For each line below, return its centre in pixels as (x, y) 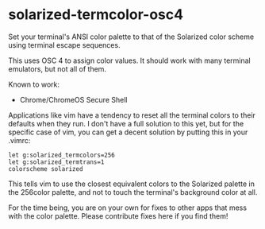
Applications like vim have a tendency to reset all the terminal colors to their (132, 115)
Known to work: (34, 84)
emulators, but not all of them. (58, 68)
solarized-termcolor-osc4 (96, 15)
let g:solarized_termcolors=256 (61, 155)
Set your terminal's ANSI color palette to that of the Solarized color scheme (131, 37)
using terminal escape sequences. (64, 45)
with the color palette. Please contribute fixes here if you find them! (118, 215)
